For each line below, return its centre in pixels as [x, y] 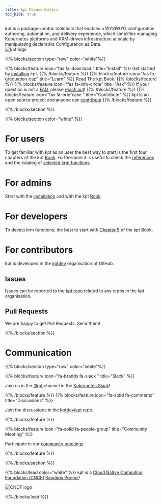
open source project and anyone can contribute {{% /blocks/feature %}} [78, 100]
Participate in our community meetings [44, 443]
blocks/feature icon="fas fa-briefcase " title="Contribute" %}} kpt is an [77, 95]
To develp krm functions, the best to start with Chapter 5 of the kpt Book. [79, 230]
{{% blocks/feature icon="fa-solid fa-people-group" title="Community [76, 429]
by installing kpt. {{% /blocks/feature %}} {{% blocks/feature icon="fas [77, 73]
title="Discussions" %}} [29, 400]
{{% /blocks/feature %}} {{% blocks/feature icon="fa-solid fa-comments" [80, 395]
